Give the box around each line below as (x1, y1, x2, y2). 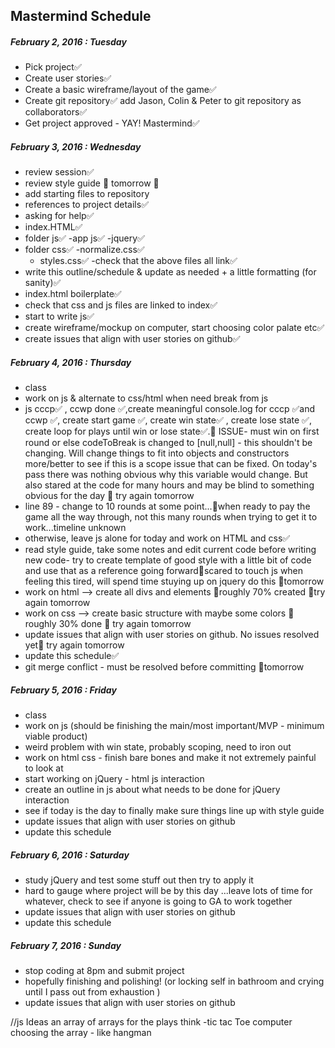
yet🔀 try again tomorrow (24, 639, 125, 651)
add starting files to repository (24, 188, 150, 200)
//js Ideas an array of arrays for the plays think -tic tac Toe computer (10, 1016, 293, 1028)
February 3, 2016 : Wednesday (10, 140, 142, 153)
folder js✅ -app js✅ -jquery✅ (24, 232, 145, 244)
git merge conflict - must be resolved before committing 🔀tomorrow (24, 661, 305, 673)
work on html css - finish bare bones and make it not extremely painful (24, 752, 317, 764)
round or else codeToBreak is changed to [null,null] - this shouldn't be (24, 437, 313, 449)
